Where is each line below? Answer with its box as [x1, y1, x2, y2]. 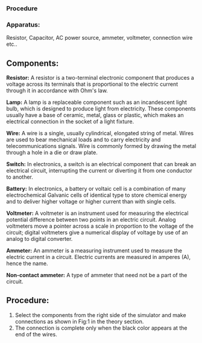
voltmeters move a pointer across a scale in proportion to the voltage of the [6, 222, 194, 230]
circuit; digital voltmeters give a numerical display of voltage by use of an [6, 229, 188, 236]
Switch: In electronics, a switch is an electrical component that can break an [6, 161, 197, 168]
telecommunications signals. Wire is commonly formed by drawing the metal [6, 143, 197, 150]
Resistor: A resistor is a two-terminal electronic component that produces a [6, 74, 194, 82]
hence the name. [6, 260, 48, 267]
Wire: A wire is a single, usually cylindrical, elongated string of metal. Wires [6, 130, 194, 137]
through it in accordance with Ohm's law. [6, 87, 109, 94]
